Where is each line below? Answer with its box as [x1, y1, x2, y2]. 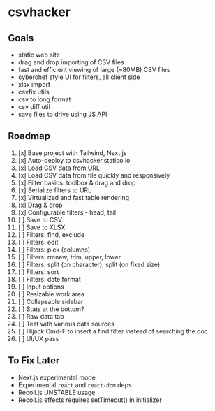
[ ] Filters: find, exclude [17, 230, 85, 238]
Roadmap [8, 130, 51, 142]
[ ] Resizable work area [17, 289, 85, 298]
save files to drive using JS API [17, 110, 107, 118]
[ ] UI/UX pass [17, 334, 59, 342]
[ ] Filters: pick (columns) [17, 245, 90, 254]
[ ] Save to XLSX [17, 223, 66, 231]
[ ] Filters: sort [17, 267, 59, 276]
